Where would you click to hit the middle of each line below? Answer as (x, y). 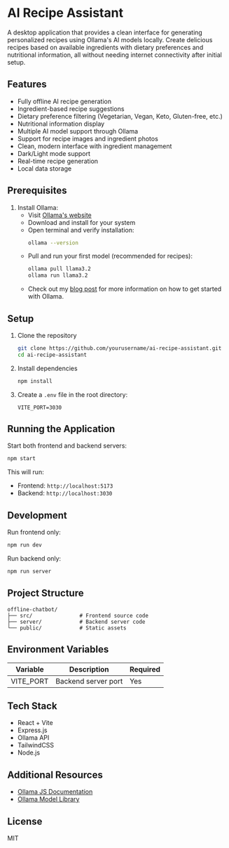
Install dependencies (48, 368)
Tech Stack (32, 706)
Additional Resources (55, 775)
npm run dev (25, 545)
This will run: (26, 472)
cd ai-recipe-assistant (52, 355)
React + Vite (35, 723)
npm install (35, 381)
